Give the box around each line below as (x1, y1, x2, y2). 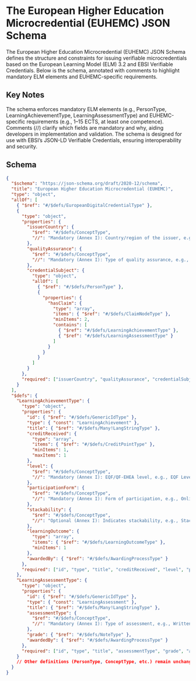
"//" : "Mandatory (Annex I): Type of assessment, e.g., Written (32, 621, 192, 627)
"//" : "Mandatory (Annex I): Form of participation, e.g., (32, 496, 179, 502)
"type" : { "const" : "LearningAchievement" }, (27, 420, 140, 426)
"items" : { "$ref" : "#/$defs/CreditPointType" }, (32, 441, 156, 448)
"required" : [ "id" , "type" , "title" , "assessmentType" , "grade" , (21, 648, 184, 654)
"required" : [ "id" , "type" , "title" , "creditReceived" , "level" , (21, 566, 184, 572)
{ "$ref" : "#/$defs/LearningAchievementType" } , (58, 327, 179, 334)
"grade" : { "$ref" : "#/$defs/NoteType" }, (27, 632, 132, 638)
